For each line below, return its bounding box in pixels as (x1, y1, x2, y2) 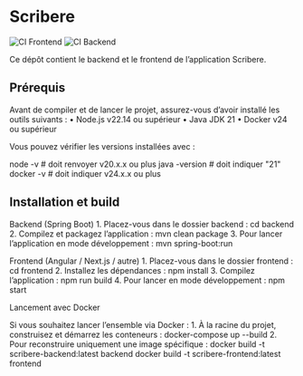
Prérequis (9, 80, 66, 96)
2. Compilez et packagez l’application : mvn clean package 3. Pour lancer (9, 228, 283, 239)
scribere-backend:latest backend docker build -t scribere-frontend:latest (9, 348, 281, 359)
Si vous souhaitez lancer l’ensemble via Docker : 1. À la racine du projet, (9, 319, 277, 330)
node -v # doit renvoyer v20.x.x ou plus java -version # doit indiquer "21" (9, 159, 281, 169)
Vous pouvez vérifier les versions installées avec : (9, 140, 195, 151)
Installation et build (9, 195, 120, 210)
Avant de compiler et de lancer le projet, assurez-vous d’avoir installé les (9, 104, 280, 115)
